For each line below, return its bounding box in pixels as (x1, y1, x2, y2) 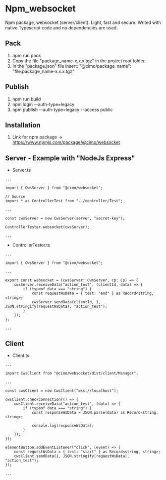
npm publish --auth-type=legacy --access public (12, 107, 113, 113)
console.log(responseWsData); (31, 423, 94, 428)
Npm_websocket (5, 3, 76, 14)
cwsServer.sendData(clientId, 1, (31, 300, 101, 305)
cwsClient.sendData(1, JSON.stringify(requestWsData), (14, 454, 130, 459)
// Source (5, 194, 26, 199)
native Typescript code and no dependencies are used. (5, 24, 118, 30)
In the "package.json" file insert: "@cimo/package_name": (12, 63, 132, 69)
